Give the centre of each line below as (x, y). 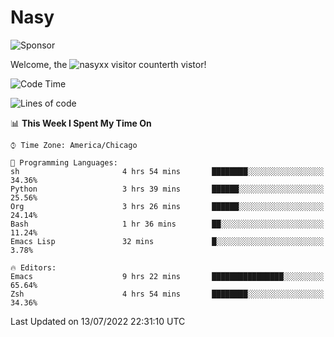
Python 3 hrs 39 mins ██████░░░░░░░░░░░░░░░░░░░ (167, 189)
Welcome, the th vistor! (108, 64)
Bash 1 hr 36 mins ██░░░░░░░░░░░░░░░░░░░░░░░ (167, 224)
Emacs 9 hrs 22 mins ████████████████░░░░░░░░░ (167, 276)
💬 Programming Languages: (64, 162)
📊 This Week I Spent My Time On (81, 123)
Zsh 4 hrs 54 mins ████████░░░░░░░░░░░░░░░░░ (167, 294)
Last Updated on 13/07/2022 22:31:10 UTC (98, 321)
